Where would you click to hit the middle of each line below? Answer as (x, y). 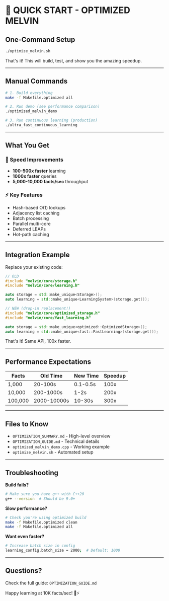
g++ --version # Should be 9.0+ (40, 499)
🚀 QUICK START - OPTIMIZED (68, 10)
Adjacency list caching (36, 213)
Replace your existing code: (34, 267)
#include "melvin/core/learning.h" (43, 286)
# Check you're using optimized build (46, 517)
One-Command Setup (40, 40)
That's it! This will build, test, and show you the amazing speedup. (74, 60)
